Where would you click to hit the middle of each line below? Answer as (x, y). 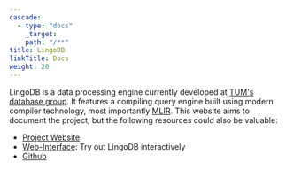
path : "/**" (47, 42)
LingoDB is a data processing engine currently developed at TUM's (131, 92)
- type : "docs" (45, 26)
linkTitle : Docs (39, 58)
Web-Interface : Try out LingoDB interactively (104, 146)
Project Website (51, 137)
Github (34, 156)
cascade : (25, 17)
